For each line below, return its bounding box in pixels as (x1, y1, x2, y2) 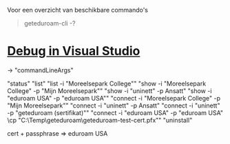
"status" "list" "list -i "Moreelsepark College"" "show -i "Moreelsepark (7, 79, 207, 88)
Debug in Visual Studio (7, 43, 140, 59)
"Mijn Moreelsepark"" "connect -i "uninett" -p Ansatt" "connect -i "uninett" (7, 101, 220, 110)
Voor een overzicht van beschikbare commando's (7, 6, 148, 14)
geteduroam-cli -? (23, 19, 76, 27)
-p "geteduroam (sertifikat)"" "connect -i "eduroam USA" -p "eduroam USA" (7, 108, 224, 116)
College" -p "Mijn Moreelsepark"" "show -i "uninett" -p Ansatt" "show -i (7, 86, 212, 95)
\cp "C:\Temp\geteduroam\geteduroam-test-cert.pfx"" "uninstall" (7, 116, 193, 124)
